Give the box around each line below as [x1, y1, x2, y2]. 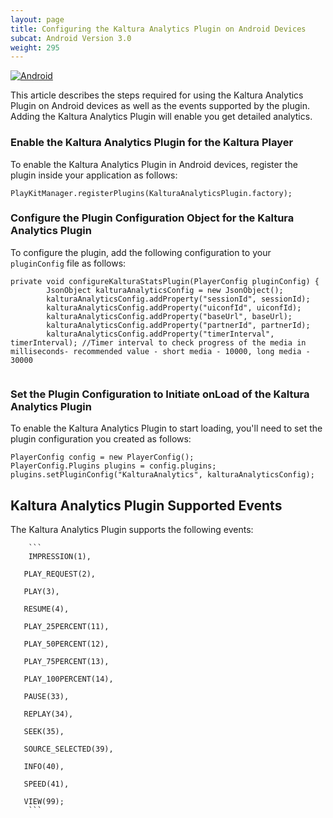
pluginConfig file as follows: [10, 257, 127, 269]
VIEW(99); [23, 796, 65, 806]
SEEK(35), [23, 726, 65, 736]
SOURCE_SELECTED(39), [23, 744, 114, 754]
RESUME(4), [23, 604, 70, 614]
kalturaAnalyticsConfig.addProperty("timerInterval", [46, 329, 275, 339]
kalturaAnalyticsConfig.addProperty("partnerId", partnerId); [46, 320, 311, 330]
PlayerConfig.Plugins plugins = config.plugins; [10, 461, 217, 471]
